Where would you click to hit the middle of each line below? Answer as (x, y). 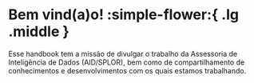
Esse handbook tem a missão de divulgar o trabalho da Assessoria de (123, 53)
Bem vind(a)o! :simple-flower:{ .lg (124, 15)
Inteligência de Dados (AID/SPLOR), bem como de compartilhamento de (127, 62)
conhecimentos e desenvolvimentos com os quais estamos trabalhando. (127, 70)
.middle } (39, 32)
